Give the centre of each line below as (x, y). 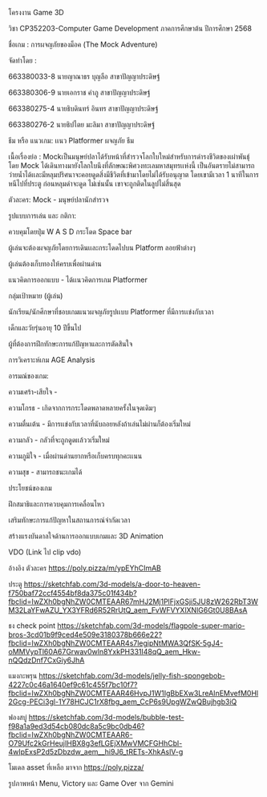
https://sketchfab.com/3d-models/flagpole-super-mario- (152, 626)
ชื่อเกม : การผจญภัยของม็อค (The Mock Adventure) (83, 44)
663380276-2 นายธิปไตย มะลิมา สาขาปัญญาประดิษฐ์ (81, 125)
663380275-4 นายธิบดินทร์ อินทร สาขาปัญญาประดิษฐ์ (83, 109)
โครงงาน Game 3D (36, 12)
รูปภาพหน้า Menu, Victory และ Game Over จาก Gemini (91, 783)
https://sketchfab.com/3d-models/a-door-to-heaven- (112, 584)
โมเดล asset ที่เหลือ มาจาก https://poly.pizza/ (76, 767)
